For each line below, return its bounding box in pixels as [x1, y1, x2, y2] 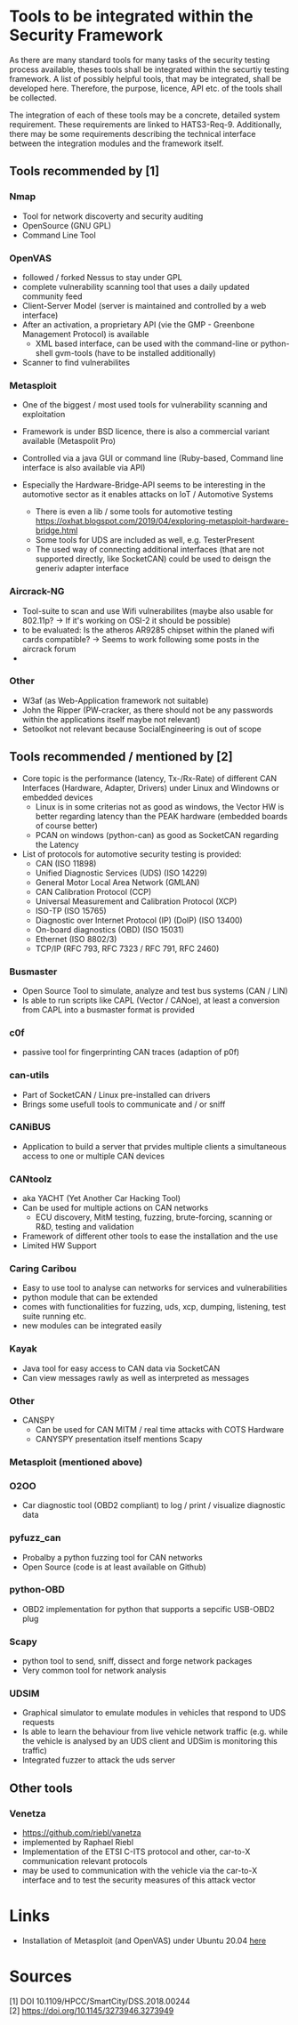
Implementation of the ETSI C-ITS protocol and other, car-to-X [21, 1846, 251, 1857]
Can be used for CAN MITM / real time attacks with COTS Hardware [35, 1424, 285, 1434]
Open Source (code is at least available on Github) [21, 1561, 206, 1572]
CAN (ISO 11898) [35, 858, 97, 868]
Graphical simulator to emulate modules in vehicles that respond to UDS [21, 1707, 286, 1718]
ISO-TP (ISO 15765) [35, 905, 107, 916]
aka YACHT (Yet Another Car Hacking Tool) [21, 1193, 181, 1204]
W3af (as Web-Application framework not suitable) [21, 695, 209, 706]
